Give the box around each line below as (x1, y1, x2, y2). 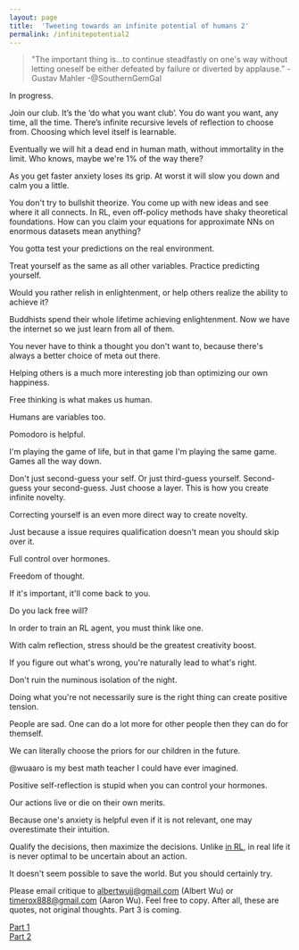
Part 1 (9, 921, 30, 933)
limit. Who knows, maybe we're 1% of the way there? (9, 154, 203, 164)
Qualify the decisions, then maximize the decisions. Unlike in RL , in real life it (9, 841, 291, 853)
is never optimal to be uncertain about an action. (9, 851, 187, 862)
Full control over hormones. (9, 554, 111, 564)
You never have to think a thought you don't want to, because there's (9, 341, 263, 352)
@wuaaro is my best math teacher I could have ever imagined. (9, 762, 239, 773)
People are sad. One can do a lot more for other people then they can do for (9, 719, 288, 729)
